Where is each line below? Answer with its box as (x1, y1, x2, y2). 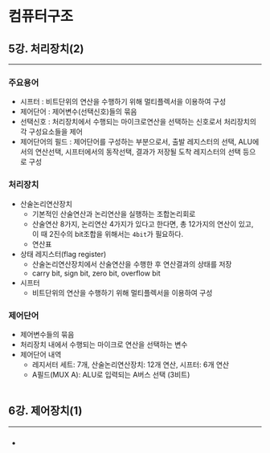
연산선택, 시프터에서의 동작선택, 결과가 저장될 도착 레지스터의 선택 (35, 147, 241, 157)
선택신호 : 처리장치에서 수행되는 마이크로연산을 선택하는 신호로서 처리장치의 (19, 117, 257, 127)
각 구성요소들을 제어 (19, 127, 83, 137)
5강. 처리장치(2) (8, 42, 84, 55)
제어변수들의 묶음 (19, 329, 75, 339)
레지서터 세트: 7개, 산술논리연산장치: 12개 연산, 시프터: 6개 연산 (31, 359, 230, 369)
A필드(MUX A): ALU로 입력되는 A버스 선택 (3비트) (31, 369, 190, 379)
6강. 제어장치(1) (8, 404, 83, 418)
